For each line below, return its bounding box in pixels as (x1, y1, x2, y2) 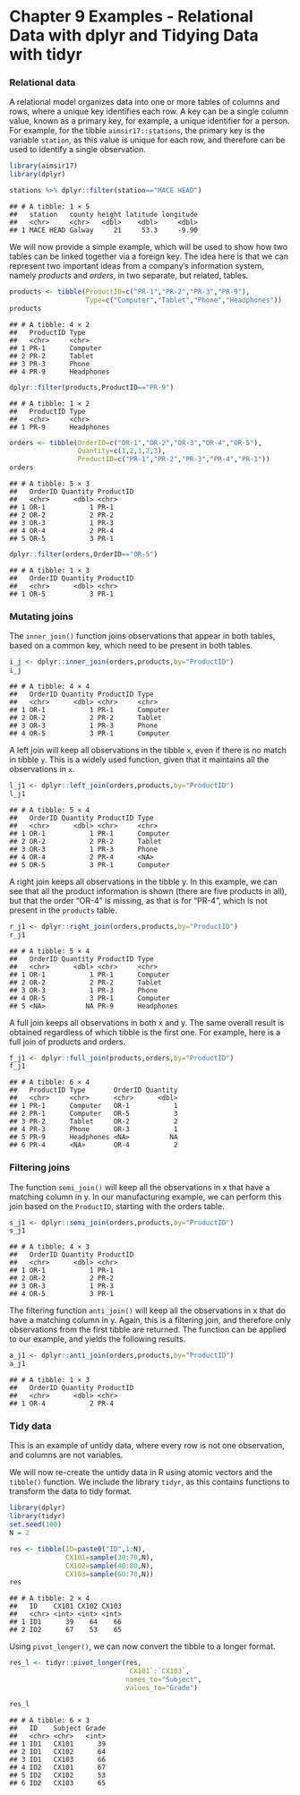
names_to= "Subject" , (124, 1675, 202, 1684)
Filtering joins (9, 1162, 71, 1174)
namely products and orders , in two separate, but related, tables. (9, 271, 249, 281)
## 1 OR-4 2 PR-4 (9, 1399, 115, 1408)
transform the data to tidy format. (9, 1486, 133, 1497)
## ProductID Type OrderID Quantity (9, 1086, 178, 1095)
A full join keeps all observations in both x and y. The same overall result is (9, 1017, 285, 1027)
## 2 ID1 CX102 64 (9, 1747, 106, 1756)
